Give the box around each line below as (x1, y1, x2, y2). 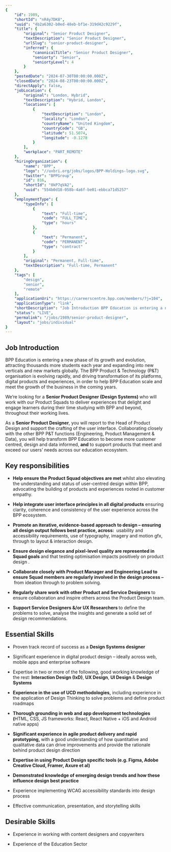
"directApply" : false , (14, 83, 63, 88)
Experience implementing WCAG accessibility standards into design (12, 787, 155, 793)
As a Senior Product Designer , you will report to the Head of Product (5, 420, 151, 426)
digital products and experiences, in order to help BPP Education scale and (5, 379, 162, 385)
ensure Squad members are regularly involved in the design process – (12, 574, 164, 580)
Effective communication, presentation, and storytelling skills (12, 803, 141, 809)
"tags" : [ (14, 272, 36, 277)
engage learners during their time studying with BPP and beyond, (5, 405, 142, 411)
